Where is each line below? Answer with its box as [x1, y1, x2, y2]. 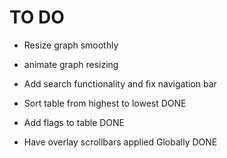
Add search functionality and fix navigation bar [23, 77, 217, 90]
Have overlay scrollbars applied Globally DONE [23, 136, 218, 148]
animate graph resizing [23, 58, 119, 70]
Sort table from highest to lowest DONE [23, 97, 187, 109]
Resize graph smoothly [23, 39, 119, 51]
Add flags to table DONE [23, 116, 126, 128]
